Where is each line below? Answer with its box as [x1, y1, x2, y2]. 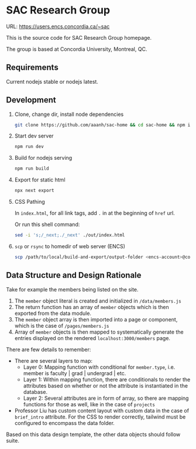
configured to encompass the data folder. [14, 419, 115, 426]
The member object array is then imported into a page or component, [14, 316, 178, 323]
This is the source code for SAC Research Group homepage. [6, 34, 152, 41]
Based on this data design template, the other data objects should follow [6, 431, 181, 438]
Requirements [6, 63, 59, 73]
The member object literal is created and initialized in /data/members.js [14, 297, 181, 304]
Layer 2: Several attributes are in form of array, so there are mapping [23, 395, 189, 402]
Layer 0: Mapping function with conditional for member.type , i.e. [23, 364, 176, 371]
